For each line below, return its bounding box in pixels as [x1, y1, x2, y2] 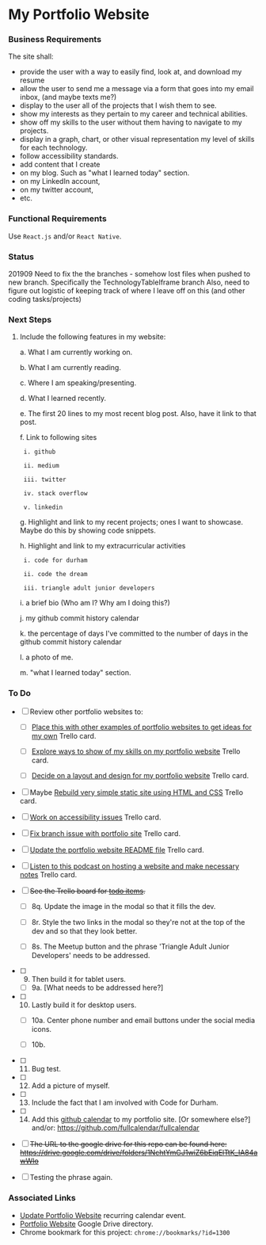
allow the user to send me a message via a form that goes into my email [19, 84, 254, 94]
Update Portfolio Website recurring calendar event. [19, 1210, 186, 1220]
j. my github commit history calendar [19, 613, 140, 623]
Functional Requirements [8, 213, 107, 224]
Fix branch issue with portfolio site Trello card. [29, 828, 180, 838]
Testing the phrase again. [29, 1173, 113, 1182]
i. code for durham [23, 556, 88, 564]
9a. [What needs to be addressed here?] [31, 983, 164, 992]
